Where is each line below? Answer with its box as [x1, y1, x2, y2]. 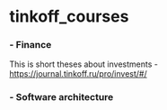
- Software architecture [9, 91, 114, 104]
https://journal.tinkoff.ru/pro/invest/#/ [9, 69, 148, 79]
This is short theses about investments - [9, 59, 159, 69]
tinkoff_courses [9, 6, 129, 27]
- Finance [9, 39, 52, 51]
